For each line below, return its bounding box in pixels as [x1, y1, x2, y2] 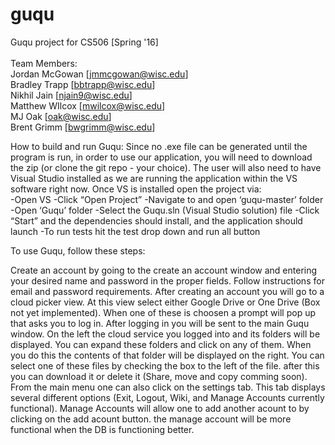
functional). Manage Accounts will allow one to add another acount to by [10, 402, 310, 414]
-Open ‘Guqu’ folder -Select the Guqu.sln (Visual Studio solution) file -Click [10, 204, 320, 216]
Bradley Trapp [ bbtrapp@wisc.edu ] [10, 78, 156, 90]
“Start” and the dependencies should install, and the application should [10, 214, 303, 227]
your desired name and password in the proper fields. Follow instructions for [10, 274, 325, 287]
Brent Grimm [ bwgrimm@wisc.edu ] [10, 121, 156, 133]
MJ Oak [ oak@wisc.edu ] [10, 110, 112, 122]
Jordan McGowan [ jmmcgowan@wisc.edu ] [10, 68, 189, 80]
